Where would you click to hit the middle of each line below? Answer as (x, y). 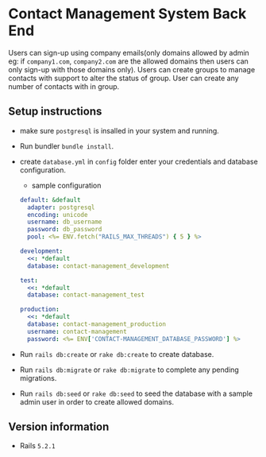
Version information (59, 427)
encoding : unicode (58, 215)
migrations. (38, 378)
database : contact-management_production (97, 324)
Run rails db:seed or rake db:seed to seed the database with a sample (136, 393)
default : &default (50, 199)
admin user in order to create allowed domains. (97, 401)
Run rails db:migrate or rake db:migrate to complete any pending (129, 370)
